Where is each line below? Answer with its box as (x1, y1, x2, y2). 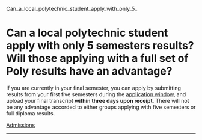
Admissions (6, 121, 35, 129)
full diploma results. (6, 109, 55, 117)
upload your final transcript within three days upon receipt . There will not (6, 97, 189, 104)
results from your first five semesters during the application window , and (6, 90, 186, 98)
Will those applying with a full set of (6, 52, 189, 65)
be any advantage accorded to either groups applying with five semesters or (6, 103, 196, 111)
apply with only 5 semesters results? (6, 39, 194, 53)
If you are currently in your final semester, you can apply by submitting (6, 84, 182, 91)
